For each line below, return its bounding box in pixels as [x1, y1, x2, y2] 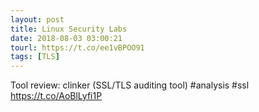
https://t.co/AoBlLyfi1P [10, 90, 103, 102]
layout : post [10, 14, 65, 25]
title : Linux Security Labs [10, 24, 128, 34]
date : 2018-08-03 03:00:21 [10, 33, 123, 43]
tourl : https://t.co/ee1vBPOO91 [10, 42, 145, 53]
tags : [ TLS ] [10, 52, 60, 62]
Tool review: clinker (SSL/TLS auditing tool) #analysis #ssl [10, 79, 250, 91]
